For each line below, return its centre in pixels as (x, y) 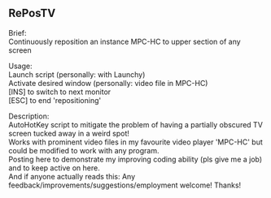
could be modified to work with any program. (84, 150)
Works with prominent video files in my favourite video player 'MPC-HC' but (135, 142)
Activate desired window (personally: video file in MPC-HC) (108, 83)
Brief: (17, 32)
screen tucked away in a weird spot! (69, 133)
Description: (29, 116)
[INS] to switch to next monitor (60, 92)
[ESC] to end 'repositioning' (55, 100)
